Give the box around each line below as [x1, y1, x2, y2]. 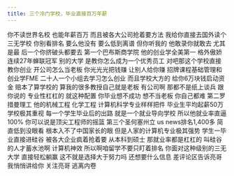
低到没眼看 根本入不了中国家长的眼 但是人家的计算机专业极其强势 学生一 [13, 126, 221, 135]
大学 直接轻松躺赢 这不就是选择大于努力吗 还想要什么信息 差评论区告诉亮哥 [7, 152, 222, 161]
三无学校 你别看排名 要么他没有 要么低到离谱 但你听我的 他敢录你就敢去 [7, 39, 212, 47]
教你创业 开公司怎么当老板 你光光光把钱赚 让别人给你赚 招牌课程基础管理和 [7, 65, 222, 73]
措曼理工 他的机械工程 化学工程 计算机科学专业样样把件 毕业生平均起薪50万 [7, 100, 224, 108]
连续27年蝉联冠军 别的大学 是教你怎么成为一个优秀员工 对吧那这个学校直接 [7, 57, 222, 65]
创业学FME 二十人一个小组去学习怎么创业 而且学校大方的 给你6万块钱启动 [7, 74, 219, 82]
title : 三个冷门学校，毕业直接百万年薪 [7, 10, 108, 17]
